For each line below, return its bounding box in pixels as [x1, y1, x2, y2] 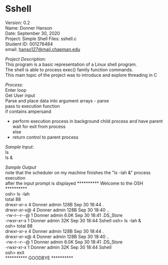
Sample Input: [5, 144, 34, 150]
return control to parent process [12, 134, 78, 140]
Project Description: [5, 56, 46, 62]
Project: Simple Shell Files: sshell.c [5, 36, 76, 42]
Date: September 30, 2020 [5, 30, 60, 36]
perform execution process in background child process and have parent [12, 118, 163, 124]
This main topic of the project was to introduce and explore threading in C [5, 72, 157, 78]
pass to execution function [5, 103, 60, 109]
